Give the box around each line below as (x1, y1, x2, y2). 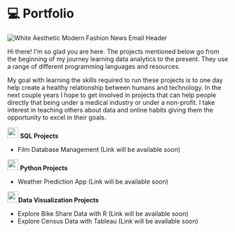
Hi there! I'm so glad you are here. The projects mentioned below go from (7, 47, 220, 56)
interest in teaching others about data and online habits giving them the (7, 105, 214, 114)
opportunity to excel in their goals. (7, 113, 107, 122)
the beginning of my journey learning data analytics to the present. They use (7, 54, 229, 63)
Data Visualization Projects (18, 195, 100, 204)
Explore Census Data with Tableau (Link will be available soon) (17, 217, 199, 225)
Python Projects (20, 163, 68, 172)
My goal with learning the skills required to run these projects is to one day (7, 75, 223, 84)
